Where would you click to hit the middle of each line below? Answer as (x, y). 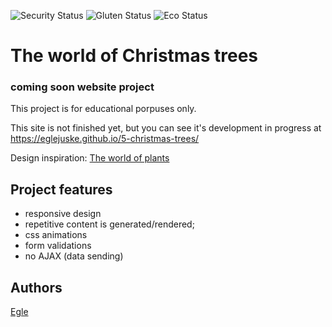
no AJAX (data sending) (74, 256)
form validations (58, 246)
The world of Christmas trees (134, 56)
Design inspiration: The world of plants (90, 158)
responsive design (63, 214)
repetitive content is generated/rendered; (109, 224)
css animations (56, 235)
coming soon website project (82, 87)
